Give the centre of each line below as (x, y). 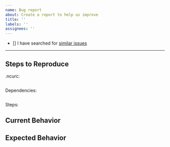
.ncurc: (13, 76)
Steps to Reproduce (37, 64)
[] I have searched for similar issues (50, 43)
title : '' (16, 19)
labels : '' (17, 24)
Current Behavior (33, 120)
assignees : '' (20, 29)
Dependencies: (21, 90)
